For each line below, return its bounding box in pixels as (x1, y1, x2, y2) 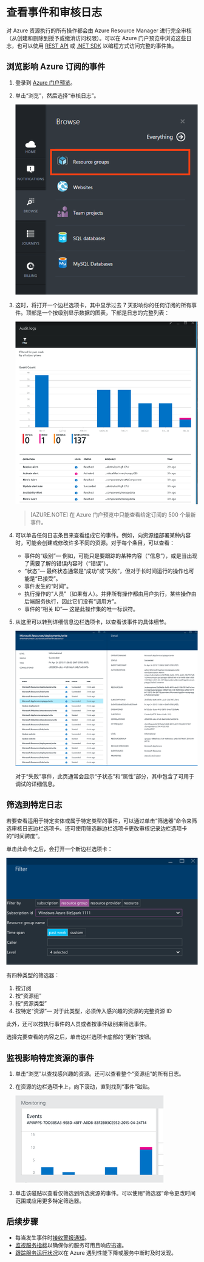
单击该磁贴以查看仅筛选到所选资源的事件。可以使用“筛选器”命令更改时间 (15, 1190, 196, 1197)
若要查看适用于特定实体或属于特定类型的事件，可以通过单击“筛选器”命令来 (6, 817, 192, 824)
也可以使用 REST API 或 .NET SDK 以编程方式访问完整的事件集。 (16, 42, 177, 49)
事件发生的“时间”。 (24, 582, 72, 590)
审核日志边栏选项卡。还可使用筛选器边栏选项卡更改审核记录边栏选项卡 (11, 824, 187, 832)
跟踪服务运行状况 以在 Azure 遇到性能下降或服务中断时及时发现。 (15, 1249, 177, 1257)
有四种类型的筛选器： (6, 972, 59, 979)
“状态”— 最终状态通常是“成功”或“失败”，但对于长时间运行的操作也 (24, 567, 189, 575)
